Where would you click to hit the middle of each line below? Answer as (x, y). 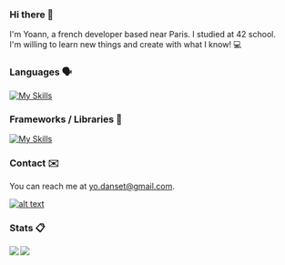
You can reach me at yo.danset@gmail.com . (92, 187)
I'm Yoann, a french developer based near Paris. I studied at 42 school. (142, 35)
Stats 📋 (27, 229)
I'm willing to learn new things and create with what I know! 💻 (126, 45)
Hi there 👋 (32, 15)
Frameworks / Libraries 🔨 (66, 119)
